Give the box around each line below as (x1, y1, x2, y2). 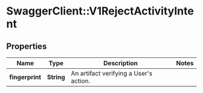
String (47, 73, 65, 81)
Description (103, 59, 138, 67)
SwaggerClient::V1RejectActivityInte (6, 4, 195, 18)
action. (71, 77, 91, 85)
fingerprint (9, 73, 41, 81)
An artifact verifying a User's (71, 69, 153, 77)
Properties (6, 41, 47, 51)
